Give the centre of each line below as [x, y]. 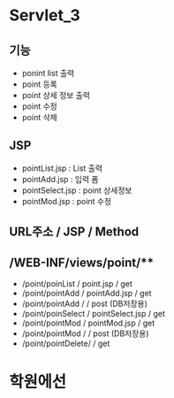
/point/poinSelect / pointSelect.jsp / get [94, 314]
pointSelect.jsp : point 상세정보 [77, 190]
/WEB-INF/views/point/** [82, 262]
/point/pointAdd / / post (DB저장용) [85, 304]
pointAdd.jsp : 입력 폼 [60, 179]
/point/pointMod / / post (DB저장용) [85, 333]
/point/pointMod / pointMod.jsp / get [88, 323]
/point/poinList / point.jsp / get [77, 284]
